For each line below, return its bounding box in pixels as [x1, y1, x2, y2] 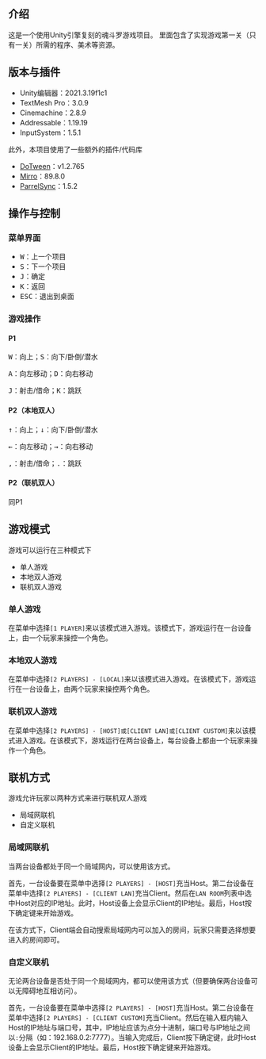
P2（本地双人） [8, 405, 59, 415]
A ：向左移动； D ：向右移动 [8, 369, 93, 378]
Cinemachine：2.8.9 [19, 108, 87, 117]
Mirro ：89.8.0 [19, 171, 66, 181]
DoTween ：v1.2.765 [19, 161, 85, 171]
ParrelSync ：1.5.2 [19, 181, 78, 190]
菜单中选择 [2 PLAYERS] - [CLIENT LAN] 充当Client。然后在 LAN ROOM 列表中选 [8, 888, 252, 898]
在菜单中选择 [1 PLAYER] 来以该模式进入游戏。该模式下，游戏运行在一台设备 [8, 623, 252, 632]
